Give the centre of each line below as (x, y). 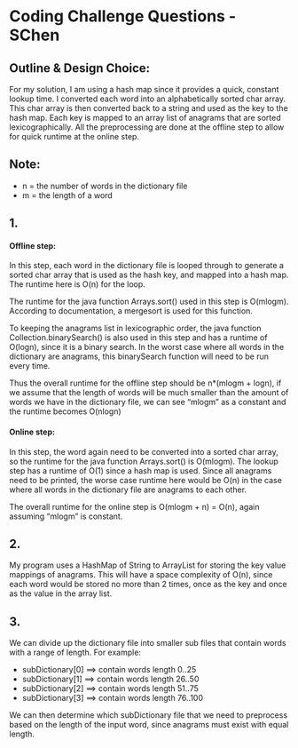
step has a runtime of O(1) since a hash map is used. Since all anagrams (141, 470)
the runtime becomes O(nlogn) (65, 411)
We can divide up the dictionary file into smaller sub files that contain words (148, 643)
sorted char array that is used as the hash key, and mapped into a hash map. (149, 275)
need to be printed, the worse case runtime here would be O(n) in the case (145, 480)
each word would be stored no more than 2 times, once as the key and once (148, 585)
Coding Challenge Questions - (123, 16)
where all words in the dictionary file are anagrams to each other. (128, 489)
